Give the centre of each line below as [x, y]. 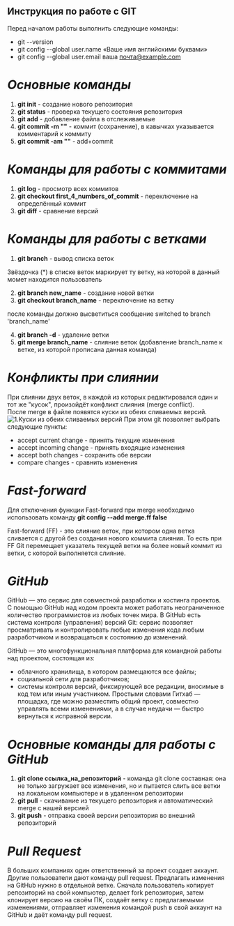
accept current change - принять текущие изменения [96, 440]
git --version [35, 42]
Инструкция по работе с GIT [72, 12]
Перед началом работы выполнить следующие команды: [93, 28]
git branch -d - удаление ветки [63, 335]
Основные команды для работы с [111, 744]
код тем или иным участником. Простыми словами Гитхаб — [109, 694]
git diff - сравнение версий [58, 211]
